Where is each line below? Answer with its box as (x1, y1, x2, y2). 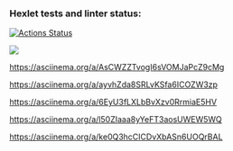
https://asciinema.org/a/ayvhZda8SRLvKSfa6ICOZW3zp (9, 79, 219, 90)
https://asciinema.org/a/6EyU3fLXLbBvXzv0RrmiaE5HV (9, 97, 218, 108)
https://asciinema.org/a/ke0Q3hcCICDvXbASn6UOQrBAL (9, 131, 223, 142)
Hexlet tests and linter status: (9, 7, 142, 20)
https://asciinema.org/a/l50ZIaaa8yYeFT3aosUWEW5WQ (9, 114, 223, 125)
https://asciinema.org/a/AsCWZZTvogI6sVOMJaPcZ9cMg (9, 62, 225, 73)
